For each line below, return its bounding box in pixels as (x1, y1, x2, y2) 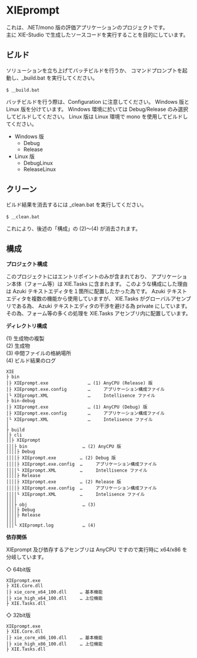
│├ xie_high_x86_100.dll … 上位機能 (6, 641, 103, 647)
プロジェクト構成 (6, 261, 48, 268)
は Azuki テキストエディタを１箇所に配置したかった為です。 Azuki (6, 288, 166, 295)
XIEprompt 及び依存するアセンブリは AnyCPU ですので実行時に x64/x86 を (6, 546, 188, 553)
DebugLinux (23, 159, 53, 166)
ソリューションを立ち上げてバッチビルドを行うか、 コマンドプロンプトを (6, 67, 182, 74)
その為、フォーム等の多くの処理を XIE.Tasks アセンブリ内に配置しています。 (6, 310, 191, 317)
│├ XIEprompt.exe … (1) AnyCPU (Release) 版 (6, 380, 153, 386)
